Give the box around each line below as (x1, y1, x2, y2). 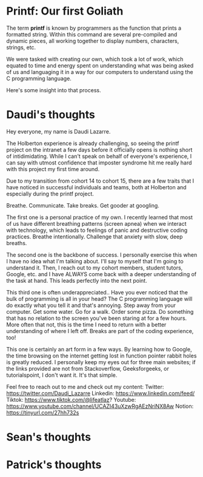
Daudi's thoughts (6, 108, 95, 122)
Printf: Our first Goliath (6, 4, 124, 18)
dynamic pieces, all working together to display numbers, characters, (6, 37, 179, 44)
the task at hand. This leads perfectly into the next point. (6, 277, 147, 284)
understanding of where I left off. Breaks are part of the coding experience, (6, 327, 194, 334)
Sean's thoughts (6, 430, 92, 444)
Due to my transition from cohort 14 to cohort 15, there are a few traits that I (6, 177, 195, 184)
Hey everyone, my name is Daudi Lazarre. (6, 127, 111, 135)
